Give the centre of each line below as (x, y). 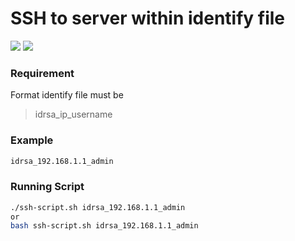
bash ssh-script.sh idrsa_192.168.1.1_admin (104, 226)
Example (32, 140)
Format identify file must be (67, 95)
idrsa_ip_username (73, 114)
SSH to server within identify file (148, 18)
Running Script (47, 187)
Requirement (42, 73)
